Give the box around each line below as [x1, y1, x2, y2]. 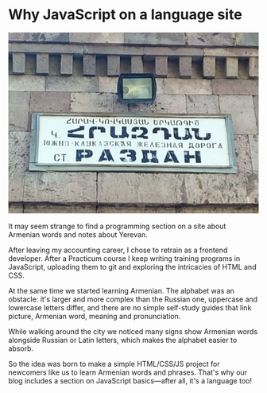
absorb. [8, 344, 34, 353]
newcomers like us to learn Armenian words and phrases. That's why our [8, 368, 248, 377]
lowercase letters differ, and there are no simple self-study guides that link [8, 302, 252, 312]
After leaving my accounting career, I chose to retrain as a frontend [8, 245, 228, 255]
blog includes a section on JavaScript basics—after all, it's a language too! [8, 375, 253, 385]
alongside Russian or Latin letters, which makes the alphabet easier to [8, 335, 238, 344]
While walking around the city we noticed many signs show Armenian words [8, 326, 258, 336]
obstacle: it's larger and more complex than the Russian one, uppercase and [8, 294, 258, 304]
